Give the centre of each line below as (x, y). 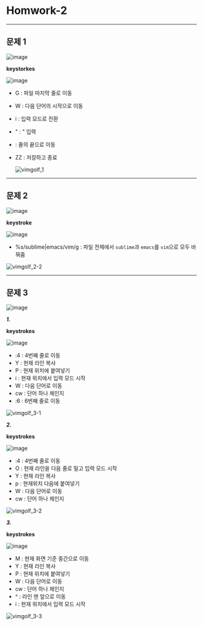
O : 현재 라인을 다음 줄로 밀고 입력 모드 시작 (66, 468)
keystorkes (21, 69)
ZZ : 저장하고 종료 (36, 157)
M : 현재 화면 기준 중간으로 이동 (52, 559)
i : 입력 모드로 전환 (37, 118)
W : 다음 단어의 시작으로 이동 (49, 106)
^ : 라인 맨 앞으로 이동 (40, 597)
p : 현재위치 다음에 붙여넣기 (47, 483)
